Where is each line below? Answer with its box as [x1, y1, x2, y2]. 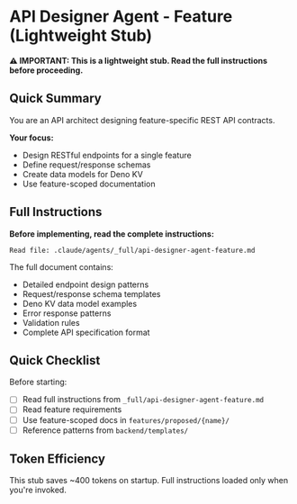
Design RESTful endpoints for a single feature [22, 149, 192, 160]
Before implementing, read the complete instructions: [9, 228, 214, 239]
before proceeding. [9, 65, 84, 76]
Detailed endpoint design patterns [22, 279, 149, 290]
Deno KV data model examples [22, 298, 138, 309]
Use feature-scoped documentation [22, 178, 156, 189]
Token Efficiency [9, 452, 106, 467]
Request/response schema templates [22, 288, 161, 299]
